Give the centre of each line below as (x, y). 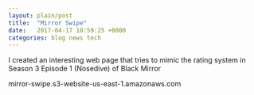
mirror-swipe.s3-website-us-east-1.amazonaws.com (95, 84)
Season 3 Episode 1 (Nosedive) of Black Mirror (85, 69)
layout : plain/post (41, 15)
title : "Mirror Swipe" (48, 23)
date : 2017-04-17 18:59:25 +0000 (67, 30)
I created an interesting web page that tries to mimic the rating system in (127, 60)
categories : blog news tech (55, 38)
